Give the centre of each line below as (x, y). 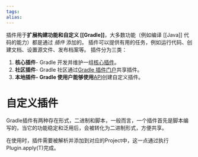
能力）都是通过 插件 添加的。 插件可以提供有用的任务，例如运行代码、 (102, 42)
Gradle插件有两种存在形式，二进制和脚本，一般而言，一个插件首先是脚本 (95, 121)
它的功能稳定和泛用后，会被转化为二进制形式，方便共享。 (97, 128)
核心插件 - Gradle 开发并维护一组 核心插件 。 (67, 62)
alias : (14, 17)
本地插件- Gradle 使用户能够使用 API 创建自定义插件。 (79, 77)
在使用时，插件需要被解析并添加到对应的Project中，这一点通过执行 (87, 140)
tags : (13, 12)
